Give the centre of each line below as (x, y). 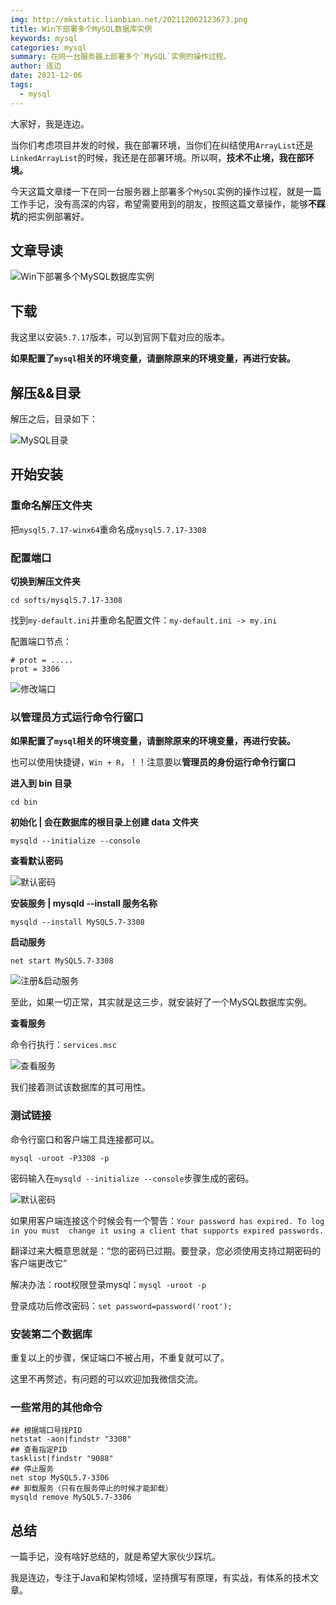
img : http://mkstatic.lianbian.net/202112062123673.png (129, 19)
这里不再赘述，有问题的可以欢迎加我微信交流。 (106, 1378)
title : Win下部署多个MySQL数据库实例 (81, 29)
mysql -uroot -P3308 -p (60, 1158)
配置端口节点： (41, 642)
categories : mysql (48, 47)
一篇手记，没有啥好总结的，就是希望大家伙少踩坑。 (115, 1557)
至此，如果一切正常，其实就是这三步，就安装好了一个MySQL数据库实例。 (161, 1002)
